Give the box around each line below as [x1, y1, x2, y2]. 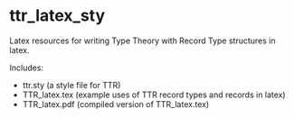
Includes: [9, 62, 43, 73]
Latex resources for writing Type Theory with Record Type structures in [9, 35, 276, 46]
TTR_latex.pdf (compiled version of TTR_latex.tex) [22, 98, 210, 109]
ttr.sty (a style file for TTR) [22, 79, 121, 90]
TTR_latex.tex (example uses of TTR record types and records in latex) [22, 89, 287, 100]
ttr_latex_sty [9, 5, 106, 26]
